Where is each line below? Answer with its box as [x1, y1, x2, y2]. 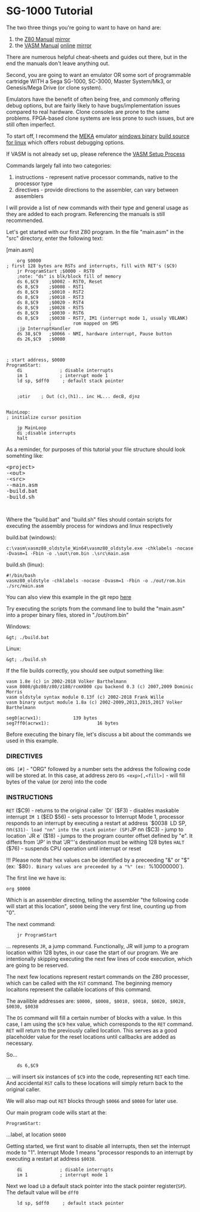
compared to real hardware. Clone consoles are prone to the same [6, 108, 170, 115]
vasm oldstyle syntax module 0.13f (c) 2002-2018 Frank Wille [6, 694, 164, 700]
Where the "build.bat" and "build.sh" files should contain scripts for [6, 516, 172, 523]
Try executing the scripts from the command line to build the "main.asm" [6, 605, 185, 612]
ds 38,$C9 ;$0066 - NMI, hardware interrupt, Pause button [17, 331, 172, 337]
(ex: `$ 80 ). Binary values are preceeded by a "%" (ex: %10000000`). [6, 862, 184, 869]
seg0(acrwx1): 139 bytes [6, 715, 97, 721]
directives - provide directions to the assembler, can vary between [14, 186, 179, 193]
